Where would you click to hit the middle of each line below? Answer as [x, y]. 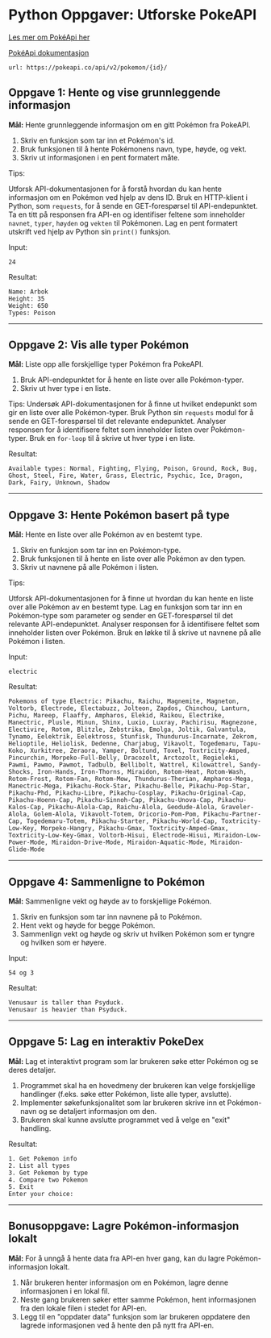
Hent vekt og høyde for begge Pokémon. [88, 925]
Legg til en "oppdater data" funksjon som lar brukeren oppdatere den [135, 1316]
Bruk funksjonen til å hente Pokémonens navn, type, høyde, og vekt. [133, 149]
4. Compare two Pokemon [48, 1180]
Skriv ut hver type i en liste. [65, 389]
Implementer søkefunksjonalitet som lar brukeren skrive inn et [123, 1103]
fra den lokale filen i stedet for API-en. [83, 1308]
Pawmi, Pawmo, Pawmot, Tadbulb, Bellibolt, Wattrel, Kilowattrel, [122, 765]
